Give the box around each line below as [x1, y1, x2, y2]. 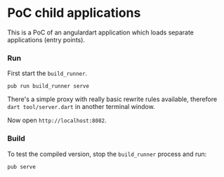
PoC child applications [7, 5, 141, 21]
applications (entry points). [7, 35, 86, 44]
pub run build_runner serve [7, 83, 90, 90]
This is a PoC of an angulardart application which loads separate [7, 28, 195, 37]
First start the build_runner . [7, 69, 88, 78]
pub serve [7, 163, 37, 170]
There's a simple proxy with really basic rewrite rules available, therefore [7, 95, 218, 103]
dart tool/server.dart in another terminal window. [7, 103, 156, 111]
